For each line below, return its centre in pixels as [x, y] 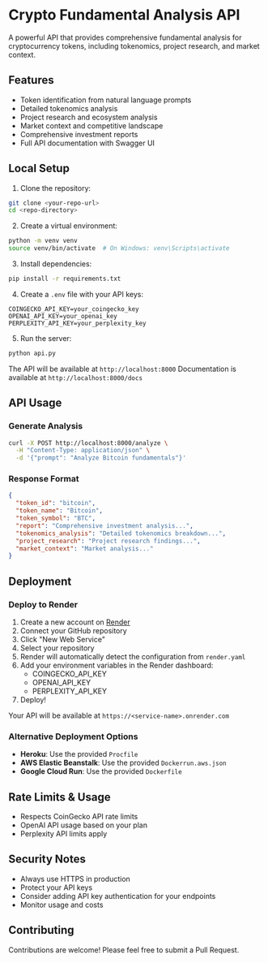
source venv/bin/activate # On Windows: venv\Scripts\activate [119, 248]
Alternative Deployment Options [73, 736]
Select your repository [57, 648]
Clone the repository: [55, 188]
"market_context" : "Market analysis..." [85, 548]
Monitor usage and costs [62, 905]
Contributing [41, 930]
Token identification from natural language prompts [106, 100]
